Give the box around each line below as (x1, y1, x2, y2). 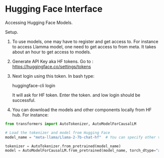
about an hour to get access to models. (12, 49, 91, 55)
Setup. (5, 29, 19, 35)
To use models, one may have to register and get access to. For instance (12, 38, 159, 45)
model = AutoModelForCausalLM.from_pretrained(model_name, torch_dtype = (5, 148, 156, 153)
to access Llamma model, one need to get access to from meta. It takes (12, 44, 156, 49)
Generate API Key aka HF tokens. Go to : (12, 58, 94, 64)
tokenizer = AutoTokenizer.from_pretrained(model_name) (5, 143, 121, 149)
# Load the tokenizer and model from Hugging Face (5, 130, 110, 135)
